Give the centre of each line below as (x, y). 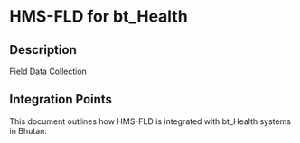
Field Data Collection (48, 71)
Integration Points (61, 99)
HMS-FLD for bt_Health (98, 17)
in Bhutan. (28, 130)
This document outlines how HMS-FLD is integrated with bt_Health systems (150, 121)
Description (43, 50)
